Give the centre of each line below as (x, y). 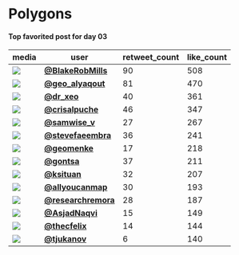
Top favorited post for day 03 (58, 36)
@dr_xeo (61, 96)
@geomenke (69, 148)
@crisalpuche (71, 110)
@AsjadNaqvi (71, 214)
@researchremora (79, 200)
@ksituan (62, 175)
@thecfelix (65, 226)
